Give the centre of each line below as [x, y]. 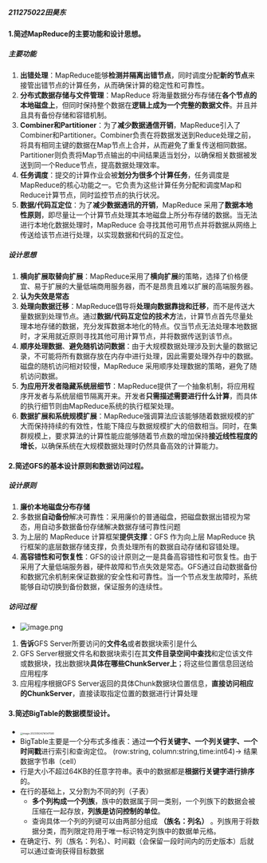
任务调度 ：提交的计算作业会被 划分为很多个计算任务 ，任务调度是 [124, 175]
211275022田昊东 [37, 12]
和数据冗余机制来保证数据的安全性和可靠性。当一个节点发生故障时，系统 [138, 577]
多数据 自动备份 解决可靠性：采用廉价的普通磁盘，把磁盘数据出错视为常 [135, 517]
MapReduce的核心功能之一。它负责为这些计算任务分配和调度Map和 [130, 184]
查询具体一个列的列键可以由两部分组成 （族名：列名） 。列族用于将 [142, 821]
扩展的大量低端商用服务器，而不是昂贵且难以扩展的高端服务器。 [152, 286]
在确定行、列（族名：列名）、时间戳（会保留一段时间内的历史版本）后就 [137, 841]
